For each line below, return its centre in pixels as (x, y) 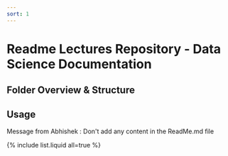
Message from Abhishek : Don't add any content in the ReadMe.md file (110, 131)
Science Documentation (79, 64)
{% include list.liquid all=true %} (54, 145)
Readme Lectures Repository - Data (114, 49)
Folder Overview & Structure (71, 90)
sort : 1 (18, 14)
